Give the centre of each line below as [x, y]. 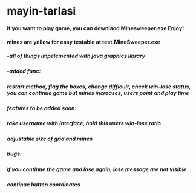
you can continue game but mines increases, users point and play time [98, 93]
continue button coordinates [44, 184]
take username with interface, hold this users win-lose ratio [84, 123]
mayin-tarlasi [41, 11]
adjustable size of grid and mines [50, 139]
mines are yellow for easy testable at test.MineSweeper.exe [84, 42]
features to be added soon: [42, 108]
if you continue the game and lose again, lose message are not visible [97, 169]
